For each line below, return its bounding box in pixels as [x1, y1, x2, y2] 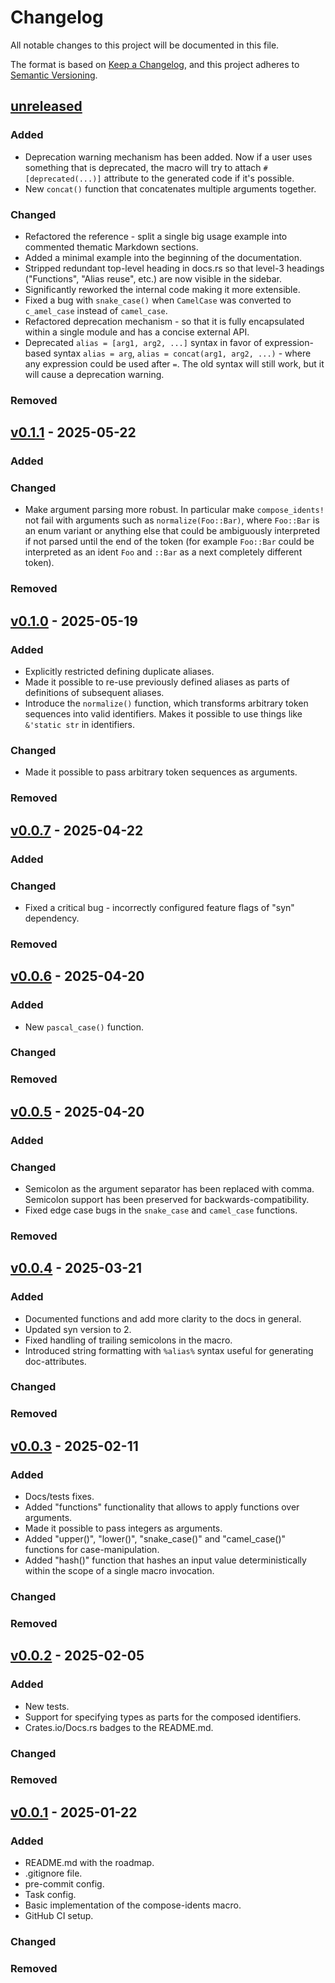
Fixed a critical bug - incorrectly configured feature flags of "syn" [24, 901, 295, 913]
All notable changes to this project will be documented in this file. [10, 39, 280, 51]
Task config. [24, 1889, 77, 1901]
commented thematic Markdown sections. [24, 241, 199, 253]
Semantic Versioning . [10, 69, 98, 81]
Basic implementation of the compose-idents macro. [24, 1899, 242, 1911]
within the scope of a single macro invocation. [24, 1565, 215, 1577]
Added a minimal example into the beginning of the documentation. [24, 251, 302, 263]
